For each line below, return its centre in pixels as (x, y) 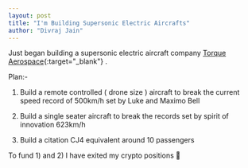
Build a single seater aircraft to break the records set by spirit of (124, 116)
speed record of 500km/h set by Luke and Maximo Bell (110, 101)
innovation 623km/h (52, 125)
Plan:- (18, 77)
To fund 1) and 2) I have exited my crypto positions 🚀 (95, 155)
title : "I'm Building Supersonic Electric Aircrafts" (99, 23)
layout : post (30, 16)
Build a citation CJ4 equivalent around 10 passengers (107, 140)
